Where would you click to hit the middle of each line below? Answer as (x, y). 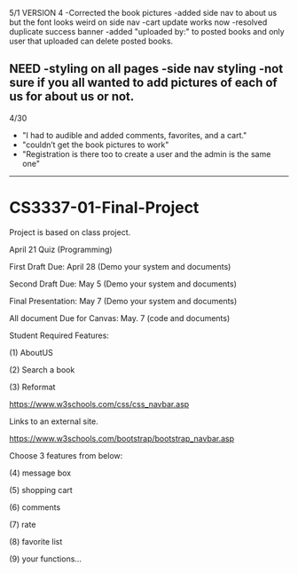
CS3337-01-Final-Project (104, 208)
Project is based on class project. (70, 232)
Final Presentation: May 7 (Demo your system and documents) (123, 301)
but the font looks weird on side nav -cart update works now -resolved (138, 22)
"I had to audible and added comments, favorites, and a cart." (134, 135)
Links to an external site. (54, 421)
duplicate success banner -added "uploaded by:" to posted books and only (147, 31)
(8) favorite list (36, 541)
